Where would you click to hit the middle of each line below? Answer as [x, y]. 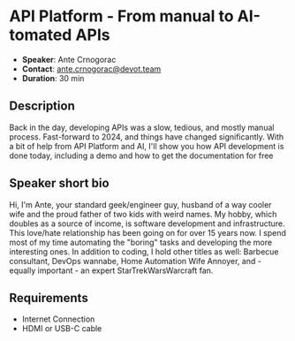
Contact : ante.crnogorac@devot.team [91, 69]
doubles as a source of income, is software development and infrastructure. [147, 224]
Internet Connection [58, 319]
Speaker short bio [59, 183]
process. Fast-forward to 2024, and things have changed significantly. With [147, 136]
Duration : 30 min [53, 78]
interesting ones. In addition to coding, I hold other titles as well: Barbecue [144, 251]
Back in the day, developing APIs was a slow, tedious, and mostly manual [142, 127]
